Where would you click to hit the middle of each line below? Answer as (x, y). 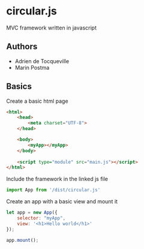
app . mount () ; (22, 240)
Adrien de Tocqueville (42, 61)
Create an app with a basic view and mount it (62, 201)
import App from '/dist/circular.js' (53, 190)
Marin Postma (32, 67)
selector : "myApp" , (41, 218)
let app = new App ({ (32, 213)
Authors (22, 47)
